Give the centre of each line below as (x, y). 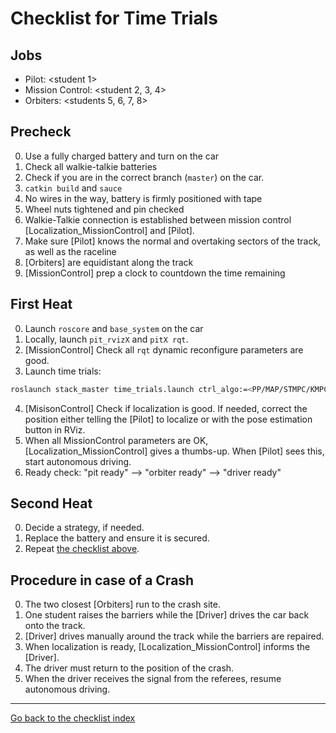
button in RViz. (55, 429)
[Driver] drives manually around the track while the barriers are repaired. (174, 636)
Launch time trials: (63, 371)
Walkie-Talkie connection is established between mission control (158, 219)
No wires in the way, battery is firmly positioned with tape (143, 198)
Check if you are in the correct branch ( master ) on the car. (144, 177)
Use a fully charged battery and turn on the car (122, 156)
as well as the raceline (70, 251)
